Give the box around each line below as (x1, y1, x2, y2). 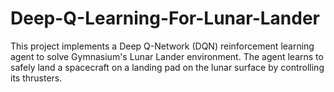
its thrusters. (10, 72, 63, 84)
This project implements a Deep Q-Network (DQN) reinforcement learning (10, 40, 315, 52)
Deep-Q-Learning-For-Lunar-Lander (10, 7, 321, 30)
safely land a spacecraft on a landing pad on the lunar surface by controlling (10, 61, 325, 73)
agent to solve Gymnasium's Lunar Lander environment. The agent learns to (10, 50, 324, 62)
